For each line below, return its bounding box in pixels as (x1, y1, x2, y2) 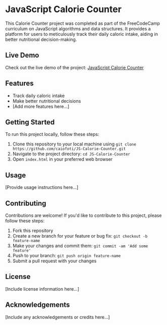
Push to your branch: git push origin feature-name (12, 253, 121, 258)
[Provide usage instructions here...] (5, 184, 79, 191)
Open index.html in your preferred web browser (12, 156, 113, 162)
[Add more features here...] (12, 103, 70, 109)
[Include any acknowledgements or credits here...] (5, 314, 110, 320)
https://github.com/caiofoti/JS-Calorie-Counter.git (12, 147, 126, 152)
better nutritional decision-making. (5, 36, 77, 42)
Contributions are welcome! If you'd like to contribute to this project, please (5, 212, 162, 218)
